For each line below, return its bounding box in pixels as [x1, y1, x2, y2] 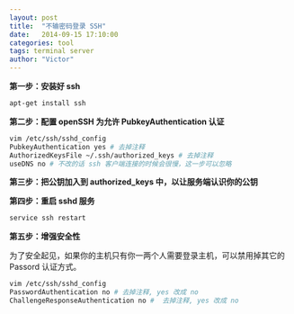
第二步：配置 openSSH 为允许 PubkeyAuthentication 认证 [9, 116, 225, 127]
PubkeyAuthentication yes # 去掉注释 [9, 142, 146, 151]
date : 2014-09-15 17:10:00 [9, 30, 119, 39]
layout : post [9, 13, 58, 22]
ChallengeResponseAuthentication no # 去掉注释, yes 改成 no [9, 296, 239, 305]
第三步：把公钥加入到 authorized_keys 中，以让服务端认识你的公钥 [9, 176, 258, 187]
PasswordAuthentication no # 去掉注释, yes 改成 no [9, 288, 200, 297]
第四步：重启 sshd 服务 [9, 195, 95, 207]
